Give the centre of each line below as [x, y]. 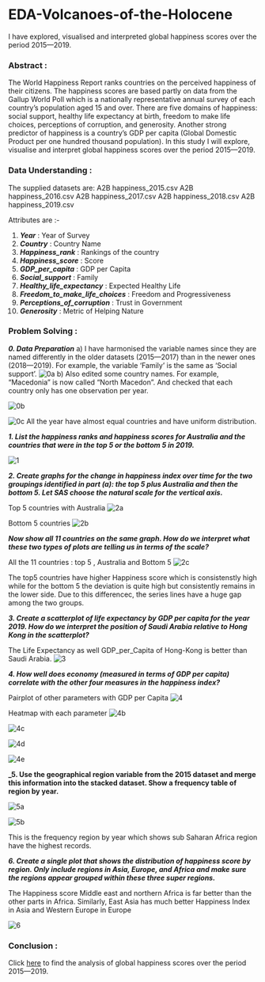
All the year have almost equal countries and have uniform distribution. [142, 421]
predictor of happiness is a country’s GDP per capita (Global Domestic [123, 133]
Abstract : [28, 65]
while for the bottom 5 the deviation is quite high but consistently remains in [132, 586]
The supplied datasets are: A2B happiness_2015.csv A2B [101, 188]
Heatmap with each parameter [58, 713]
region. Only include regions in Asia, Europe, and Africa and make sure [127, 869]
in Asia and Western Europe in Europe [70, 910]
